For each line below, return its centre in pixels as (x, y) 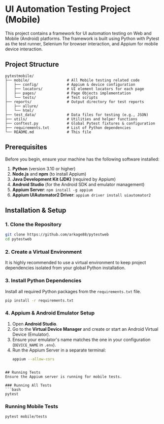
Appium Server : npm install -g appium (52, 190)
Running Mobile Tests (32, 406)
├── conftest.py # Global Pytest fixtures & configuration (80, 123)
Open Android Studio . (35, 324)
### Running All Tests (28, 385)
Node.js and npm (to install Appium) (49, 174)
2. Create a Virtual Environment (44, 252)
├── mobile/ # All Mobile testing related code (72, 80)
